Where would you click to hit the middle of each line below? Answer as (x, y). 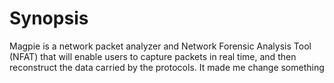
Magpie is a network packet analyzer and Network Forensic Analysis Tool (160, 46)
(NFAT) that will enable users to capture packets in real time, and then (153, 56)
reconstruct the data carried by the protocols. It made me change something (167, 67)
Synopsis (49, 18)
